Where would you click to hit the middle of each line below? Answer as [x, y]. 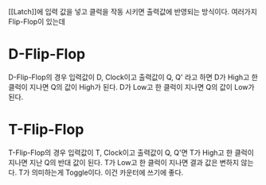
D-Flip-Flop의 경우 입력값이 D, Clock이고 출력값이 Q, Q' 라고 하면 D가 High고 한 [133, 77]
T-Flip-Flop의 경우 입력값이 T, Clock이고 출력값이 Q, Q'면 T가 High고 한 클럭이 [131, 152]
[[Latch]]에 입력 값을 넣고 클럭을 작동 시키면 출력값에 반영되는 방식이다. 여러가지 [133, 12]
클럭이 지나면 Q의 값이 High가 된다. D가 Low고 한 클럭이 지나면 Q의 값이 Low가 [131, 87]
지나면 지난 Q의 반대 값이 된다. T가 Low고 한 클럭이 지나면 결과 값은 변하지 [124, 162]
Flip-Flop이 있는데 [37, 21]
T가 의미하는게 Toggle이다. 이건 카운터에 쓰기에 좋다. [101, 172]
